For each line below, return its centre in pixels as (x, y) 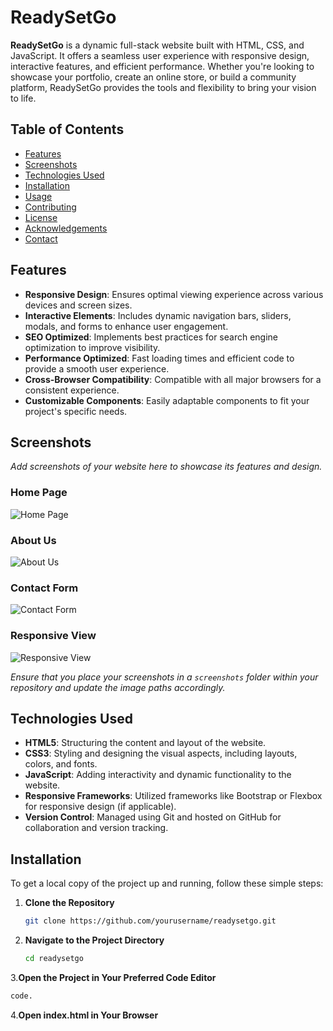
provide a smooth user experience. (97, 368)
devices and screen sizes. (78, 305)
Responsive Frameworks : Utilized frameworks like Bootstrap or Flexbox (173, 796)
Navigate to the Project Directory (94, 940)
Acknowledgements (66, 228)
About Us (33, 540)
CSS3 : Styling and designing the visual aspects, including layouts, (161, 753)
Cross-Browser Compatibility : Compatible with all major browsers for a (173, 379)
